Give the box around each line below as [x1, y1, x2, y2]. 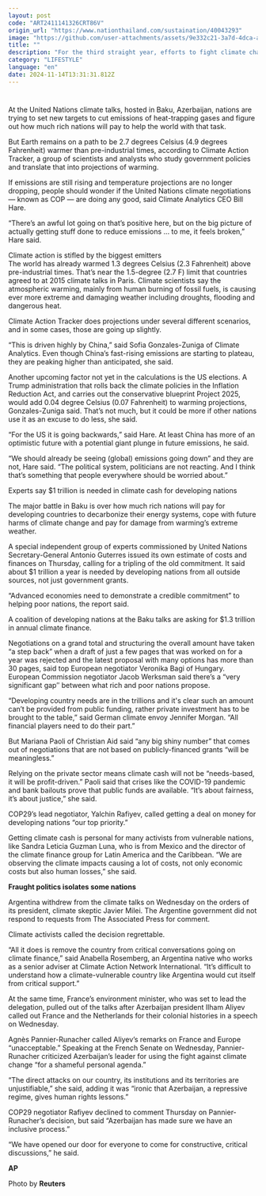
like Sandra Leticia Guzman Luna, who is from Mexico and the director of [8, 841, 246, 850]
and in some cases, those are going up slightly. [8, 324, 162, 334]
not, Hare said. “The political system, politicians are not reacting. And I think [8, 461, 256, 472]
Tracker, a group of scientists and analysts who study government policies [8, 154, 251, 163]
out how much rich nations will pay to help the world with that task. [8, 121, 227, 131]
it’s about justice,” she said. [8, 793, 97, 803]
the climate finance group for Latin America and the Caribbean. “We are [8, 850, 242, 859]
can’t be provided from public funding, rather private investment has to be [8, 704, 250, 713]
